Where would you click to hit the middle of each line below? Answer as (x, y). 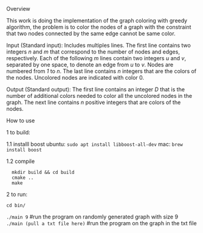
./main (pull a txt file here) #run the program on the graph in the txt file (101, 223)
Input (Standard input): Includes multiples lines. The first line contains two (99, 45)
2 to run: (17, 194)
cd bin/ (16, 206)
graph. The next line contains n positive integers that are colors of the (94, 102)
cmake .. (23, 178)
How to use (21, 120)
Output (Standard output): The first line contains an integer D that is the (96, 89)
